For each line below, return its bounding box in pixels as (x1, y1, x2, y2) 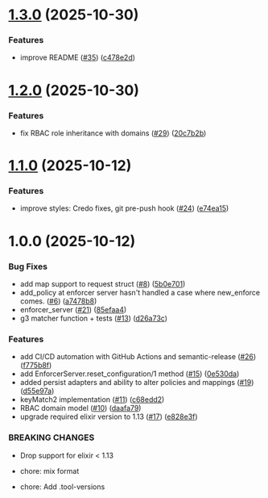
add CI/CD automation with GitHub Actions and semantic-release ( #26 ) (19, 352, 257, 362)
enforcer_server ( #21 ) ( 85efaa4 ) (19, 304, 127, 314)
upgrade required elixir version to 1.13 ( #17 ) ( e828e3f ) (19, 412, 199, 421)
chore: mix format (19, 466, 80, 475)
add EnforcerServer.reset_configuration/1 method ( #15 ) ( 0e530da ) (19, 369, 240, 379)
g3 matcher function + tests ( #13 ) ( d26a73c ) (19, 313, 167, 323)
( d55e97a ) (19, 386, 55, 396)
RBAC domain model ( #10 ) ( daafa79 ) (19, 404, 142, 413)
